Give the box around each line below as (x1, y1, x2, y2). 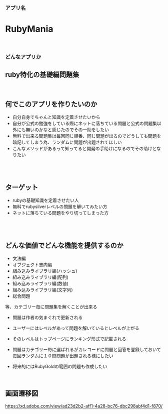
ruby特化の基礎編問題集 (5, 70, 79, 79)
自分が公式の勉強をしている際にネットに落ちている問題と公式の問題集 (12, 121, 157, 127)
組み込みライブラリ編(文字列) (12, 287, 73, 293)
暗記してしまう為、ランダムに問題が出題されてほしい (12, 139, 122, 145)
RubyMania (5, 24, 53, 35)
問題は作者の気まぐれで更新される (12, 315, 83, 321)
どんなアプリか (5, 53, 41, 60)
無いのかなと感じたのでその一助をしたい (25, 127, 109, 133)
